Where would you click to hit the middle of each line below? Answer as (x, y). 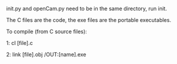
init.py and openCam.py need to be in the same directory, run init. (87, 9)
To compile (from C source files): (47, 31)
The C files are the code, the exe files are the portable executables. (89, 20)
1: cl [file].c (20, 43)
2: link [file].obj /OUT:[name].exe (46, 55)
